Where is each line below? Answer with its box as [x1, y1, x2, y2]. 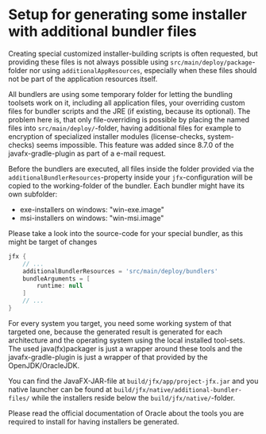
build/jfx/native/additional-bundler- [114, 386, 242, 394]
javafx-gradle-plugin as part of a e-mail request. [8, 149, 167, 158]
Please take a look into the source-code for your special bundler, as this [8, 228, 244, 238]
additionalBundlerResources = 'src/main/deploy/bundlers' [22, 267, 218, 275]
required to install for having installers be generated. [8, 417, 179, 426]
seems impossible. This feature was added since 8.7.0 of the [36, 140, 234, 149]
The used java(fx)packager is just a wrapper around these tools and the [8, 343, 243, 353]
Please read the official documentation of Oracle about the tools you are [8, 408, 245, 418]
